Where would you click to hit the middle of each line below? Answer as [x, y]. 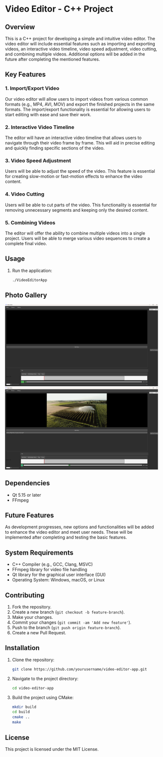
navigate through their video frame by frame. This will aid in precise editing [80, 143]
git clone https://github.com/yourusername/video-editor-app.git [79, 669]
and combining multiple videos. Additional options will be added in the [75, 54]
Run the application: [32, 270]
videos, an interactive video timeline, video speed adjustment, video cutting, [81, 49]
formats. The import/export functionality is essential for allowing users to [78, 109]
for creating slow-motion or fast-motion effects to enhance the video [74, 177]
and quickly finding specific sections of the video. [55, 148]
